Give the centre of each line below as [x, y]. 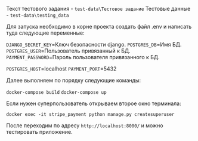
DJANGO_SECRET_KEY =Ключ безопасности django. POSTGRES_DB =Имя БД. [94, 45]
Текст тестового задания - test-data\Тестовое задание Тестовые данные [98, 9]
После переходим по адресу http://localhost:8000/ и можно [85, 125]
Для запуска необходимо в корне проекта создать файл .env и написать [99, 27]
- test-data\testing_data [38, 15]
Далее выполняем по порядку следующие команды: [74, 80]
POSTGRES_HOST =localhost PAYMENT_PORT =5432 [61, 69]
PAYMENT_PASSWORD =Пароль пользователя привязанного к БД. [83, 57]
